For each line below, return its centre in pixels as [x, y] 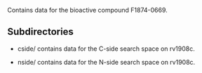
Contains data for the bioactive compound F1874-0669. [88, 10]
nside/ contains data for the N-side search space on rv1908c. [106, 62]
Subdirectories [40, 32]
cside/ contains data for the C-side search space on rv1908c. [106, 49]
